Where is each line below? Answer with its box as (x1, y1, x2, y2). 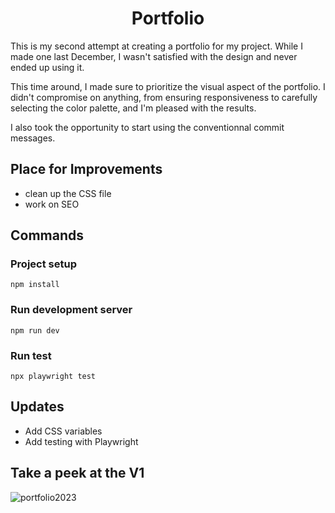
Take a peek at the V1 (10, 465, 145, 482)
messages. (10, 132, 56, 144)
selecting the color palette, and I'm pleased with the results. (10, 102, 257, 114)
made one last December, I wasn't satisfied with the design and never (10, 50, 298, 62)
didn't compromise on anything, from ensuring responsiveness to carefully (10, 91, 318, 103)
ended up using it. (10, 61, 85, 73)
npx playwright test (10, 372, 97, 382)
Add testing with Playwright (24, 435, 139, 447)
